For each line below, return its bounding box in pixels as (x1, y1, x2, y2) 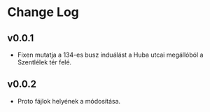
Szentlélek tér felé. (17, 58, 72, 66)
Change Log (7, 4, 79, 20)
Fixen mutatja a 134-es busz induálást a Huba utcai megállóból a (17, 50, 204, 59)
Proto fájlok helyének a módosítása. (17, 97, 121, 105)
